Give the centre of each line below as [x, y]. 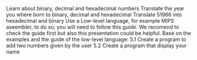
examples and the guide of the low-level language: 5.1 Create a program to [96, 39]
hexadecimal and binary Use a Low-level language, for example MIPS [90, 21]
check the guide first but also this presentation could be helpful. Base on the [98, 33]
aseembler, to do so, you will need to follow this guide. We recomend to [93, 27]
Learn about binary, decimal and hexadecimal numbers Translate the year [95, 8]
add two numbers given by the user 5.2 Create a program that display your [96, 45]
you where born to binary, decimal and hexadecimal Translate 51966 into [94, 15]
